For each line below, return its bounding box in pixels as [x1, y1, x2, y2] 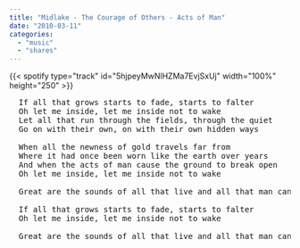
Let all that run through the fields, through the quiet [18, 115, 274, 126]
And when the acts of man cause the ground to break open [18, 160, 279, 170]
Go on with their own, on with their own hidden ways [18, 124, 259, 135]
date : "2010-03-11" [9, 21, 82, 30]
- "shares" [17, 46, 58, 55]
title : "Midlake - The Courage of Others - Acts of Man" [9, 12, 226, 22]
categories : [9, 29, 54, 38]
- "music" [17, 37, 54, 47]
